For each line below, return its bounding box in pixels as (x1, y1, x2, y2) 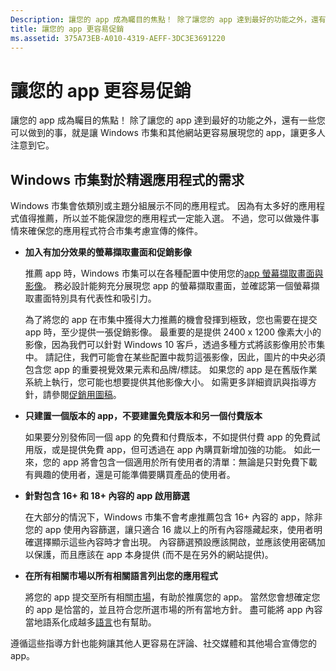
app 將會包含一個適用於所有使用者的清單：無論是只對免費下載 (62, 456, 318, 468)
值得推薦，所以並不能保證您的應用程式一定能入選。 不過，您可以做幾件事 (18, 212, 320, 225)
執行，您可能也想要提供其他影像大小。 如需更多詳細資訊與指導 (51, 376, 308, 388)
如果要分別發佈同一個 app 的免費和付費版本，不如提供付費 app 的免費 (24, 431, 312, 443)
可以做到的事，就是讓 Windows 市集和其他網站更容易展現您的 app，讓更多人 (10, 127, 326, 139)
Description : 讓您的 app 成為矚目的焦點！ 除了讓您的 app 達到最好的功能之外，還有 (10, 14, 327, 25)
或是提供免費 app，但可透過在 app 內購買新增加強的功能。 (51, 444, 292, 456)
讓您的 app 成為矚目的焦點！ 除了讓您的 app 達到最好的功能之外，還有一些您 (10, 114, 326, 126)
